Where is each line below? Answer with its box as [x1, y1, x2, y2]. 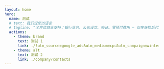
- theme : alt [13, 48, 40, 52]
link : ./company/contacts [17, 57, 70, 62]
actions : [9, 30, 27, 34]
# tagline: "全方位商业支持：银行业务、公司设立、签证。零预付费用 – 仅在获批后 [9, 25, 155, 30]
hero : [4, 12, 16, 17]
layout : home [4, 7, 31, 12]
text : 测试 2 [17, 52, 43, 57]
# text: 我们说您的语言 [9, 20, 52, 26]
